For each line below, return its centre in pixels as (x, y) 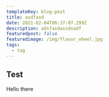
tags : (13, 45)
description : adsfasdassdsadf (44, 28)
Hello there (20, 89)
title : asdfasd (25, 17)
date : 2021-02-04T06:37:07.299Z (46, 23)
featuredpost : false (32, 34)
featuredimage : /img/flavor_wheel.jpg (54, 39)
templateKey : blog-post (36, 12)
